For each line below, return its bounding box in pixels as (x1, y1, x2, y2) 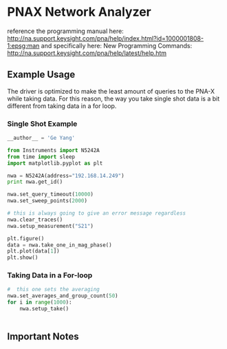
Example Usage (7, 69, 76, 81)
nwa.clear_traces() (7, 216, 63, 223)
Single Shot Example (7, 118, 78, 128)
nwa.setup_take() (19, 306, 69, 313)
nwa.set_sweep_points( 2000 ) (7, 198, 88, 204)
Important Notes (7, 331, 79, 343)
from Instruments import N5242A (7, 147, 100, 154)
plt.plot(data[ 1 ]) (7, 248, 60, 255)
